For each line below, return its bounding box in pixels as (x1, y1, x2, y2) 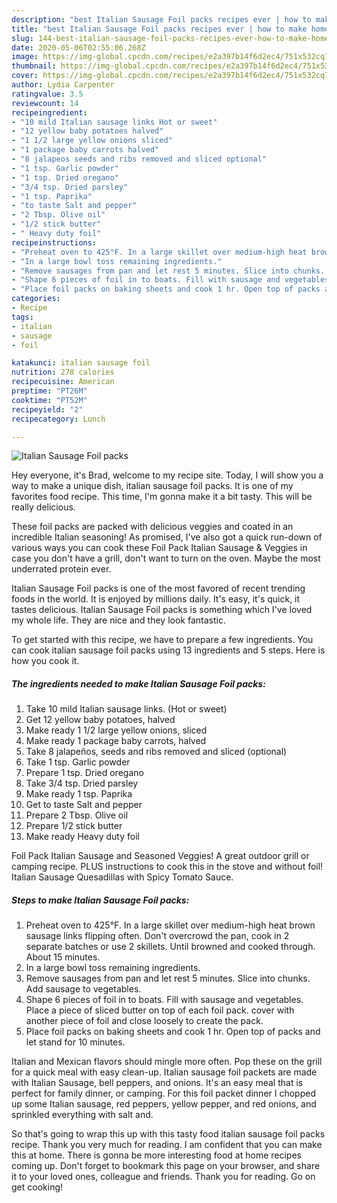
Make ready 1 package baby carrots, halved (25, 735, 207, 747)
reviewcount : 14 (11, 98, 79, 108)
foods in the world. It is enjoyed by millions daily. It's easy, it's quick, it (11, 593, 301, 605)
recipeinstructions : (11, 237, 98, 248)
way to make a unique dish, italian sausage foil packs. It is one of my (11, 480, 294, 492)
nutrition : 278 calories (11, 367, 115, 378)
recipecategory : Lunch (11, 414, 106, 424)
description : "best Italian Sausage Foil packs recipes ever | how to (11, 14, 312, 25)
